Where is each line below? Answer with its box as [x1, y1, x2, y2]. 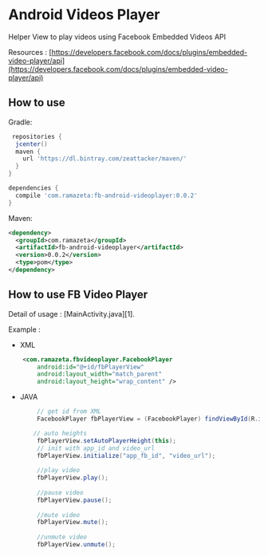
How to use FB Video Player [8, 288, 148, 302]
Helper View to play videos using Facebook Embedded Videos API [8, 32, 227, 41]
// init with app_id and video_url [37, 444, 156, 452]
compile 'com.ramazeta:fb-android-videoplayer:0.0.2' [15, 191, 198, 199]
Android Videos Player [8, 6, 160, 24]
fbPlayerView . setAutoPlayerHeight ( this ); [37, 436, 177, 444]
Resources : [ [8, 47, 52, 57]
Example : [8, 325, 41, 334]
